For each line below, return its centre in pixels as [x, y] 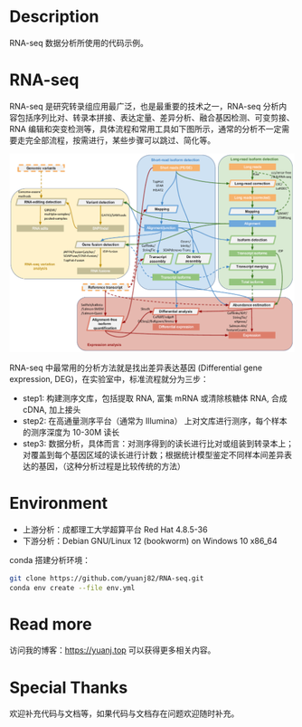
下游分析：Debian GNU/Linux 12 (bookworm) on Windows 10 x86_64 [150, 540]
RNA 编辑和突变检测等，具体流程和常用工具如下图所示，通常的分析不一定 [146, 129]
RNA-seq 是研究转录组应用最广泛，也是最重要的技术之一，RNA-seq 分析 [144, 106]
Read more [51, 624]
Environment [59, 503]
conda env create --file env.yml [72, 588]
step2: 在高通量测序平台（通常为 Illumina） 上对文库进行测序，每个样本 [155, 421]
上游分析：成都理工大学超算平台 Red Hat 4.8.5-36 [115, 529]
